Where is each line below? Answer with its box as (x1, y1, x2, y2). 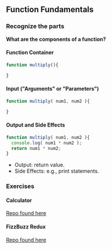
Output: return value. (14, 161, 65, 169)
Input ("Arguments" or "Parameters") (6, 85, 99, 93)
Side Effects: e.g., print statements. (14, 168, 99, 175)
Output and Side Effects (6, 121, 65, 128)
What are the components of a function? (6, 35, 106, 43)
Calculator (6, 196, 32, 204)
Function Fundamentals (6, 5, 94, 15)
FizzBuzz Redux (6, 223, 46, 230)
